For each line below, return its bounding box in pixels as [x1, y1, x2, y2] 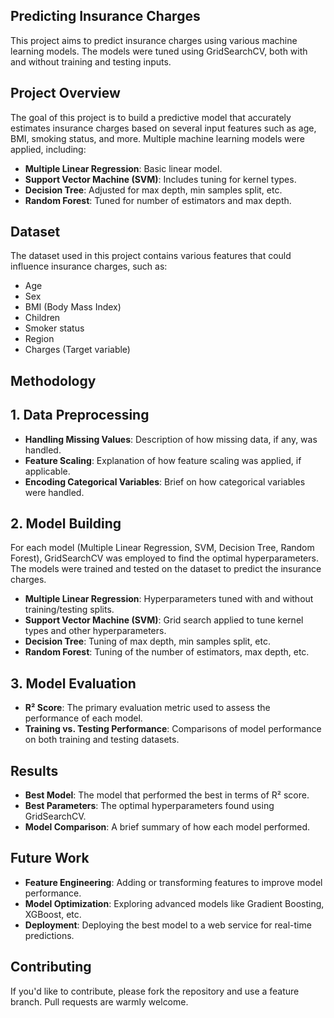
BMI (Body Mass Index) [24, 301, 122, 313]
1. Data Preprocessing [10, 407, 150, 424]
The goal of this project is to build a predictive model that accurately [10, 111, 292, 123]
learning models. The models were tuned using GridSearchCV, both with [10, 45, 308, 57]
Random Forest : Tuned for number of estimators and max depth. [24, 194, 292, 206]
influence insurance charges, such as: [10, 260, 168, 273]
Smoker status [24, 322, 85, 334]
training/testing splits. [24, 604, 115, 616]
